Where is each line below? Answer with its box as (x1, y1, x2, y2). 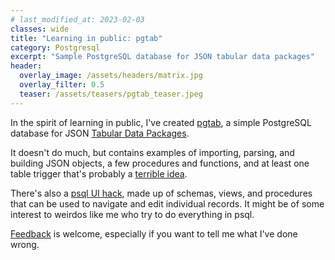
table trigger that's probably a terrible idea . (10, 167, 188, 180)
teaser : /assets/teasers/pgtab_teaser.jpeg (19, 89, 203, 99)
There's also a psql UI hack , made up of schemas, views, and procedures (10, 187, 313, 199)
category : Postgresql (10, 42, 101, 53)
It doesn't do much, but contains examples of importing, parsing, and (10, 146, 295, 158)
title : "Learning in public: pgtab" (10, 33, 163, 43)
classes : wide (10, 24, 70, 34)
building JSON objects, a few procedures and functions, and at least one (10, 157, 310, 169)
